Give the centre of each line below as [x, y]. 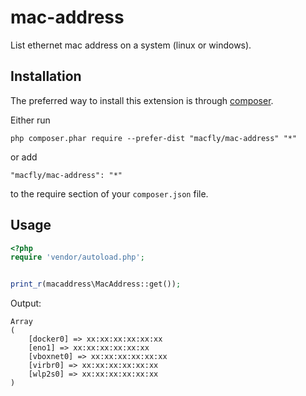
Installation [46, 76]
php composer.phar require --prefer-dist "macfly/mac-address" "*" [154, 138]
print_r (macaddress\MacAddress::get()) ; [96, 284]
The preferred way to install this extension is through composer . [142, 100]
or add [24, 157]
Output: [26, 303]
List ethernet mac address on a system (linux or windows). [131, 45]
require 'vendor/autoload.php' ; [77, 257]
